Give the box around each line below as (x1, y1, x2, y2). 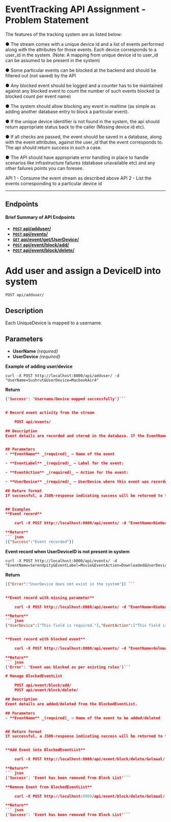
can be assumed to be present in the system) (5, 57, 100, 63)
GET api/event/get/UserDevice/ (12, 236, 79, 242)
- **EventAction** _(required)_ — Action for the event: (5, 470, 129, 475)
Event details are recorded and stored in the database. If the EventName (5, 433, 167, 438)
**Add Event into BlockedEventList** (5, 747, 85, 753)
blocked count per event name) (5, 93, 71, 99)
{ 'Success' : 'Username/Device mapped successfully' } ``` (5, 396, 126, 402)
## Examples (5, 506, 31, 512)
